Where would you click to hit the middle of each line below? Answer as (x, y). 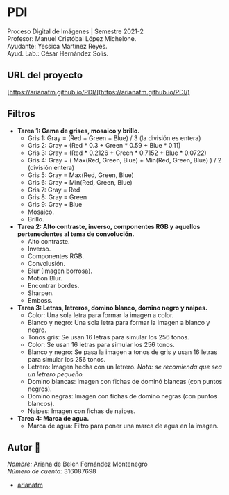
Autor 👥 (24, 447)
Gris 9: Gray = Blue (55, 204)
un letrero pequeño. (56, 374)
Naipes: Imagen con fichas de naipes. (82, 411)
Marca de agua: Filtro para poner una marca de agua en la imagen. (123, 426)
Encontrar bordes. (53, 285)
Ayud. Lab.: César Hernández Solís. (58, 53)
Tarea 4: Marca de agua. (53, 418)
